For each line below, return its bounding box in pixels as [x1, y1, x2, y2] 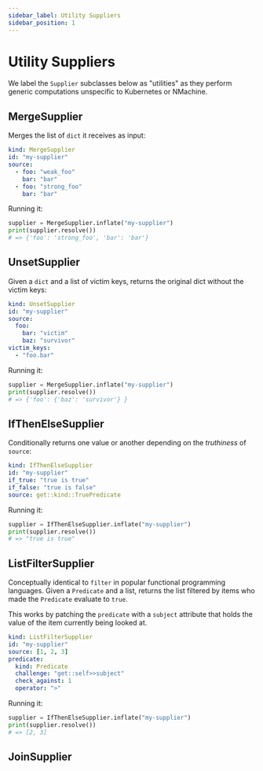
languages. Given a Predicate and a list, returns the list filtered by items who [8, 586, 255, 596]
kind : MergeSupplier [8, 146, 76, 154]
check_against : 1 [15, 677, 72, 685]
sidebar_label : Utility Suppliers [8, 11, 122, 20]
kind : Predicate [15, 662, 68, 670]
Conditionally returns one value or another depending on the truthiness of [8, 438, 247, 448]
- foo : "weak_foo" [15, 168, 76, 175]
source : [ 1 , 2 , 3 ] [8, 647, 68, 655]
